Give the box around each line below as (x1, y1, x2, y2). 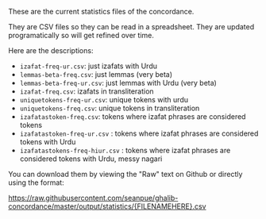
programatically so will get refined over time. (8, 31, 155, 40)
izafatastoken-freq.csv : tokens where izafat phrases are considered (19, 112, 246, 121)
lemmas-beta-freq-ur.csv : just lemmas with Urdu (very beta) (19, 79, 217, 87)
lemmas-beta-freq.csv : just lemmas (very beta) (19, 70, 173, 79)
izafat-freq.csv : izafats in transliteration (19, 86, 154, 96)
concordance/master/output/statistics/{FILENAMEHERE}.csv (8, 202, 206, 211)
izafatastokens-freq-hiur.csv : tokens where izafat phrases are (19, 146, 231, 155)
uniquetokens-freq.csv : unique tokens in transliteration (19, 103, 200, 113)
